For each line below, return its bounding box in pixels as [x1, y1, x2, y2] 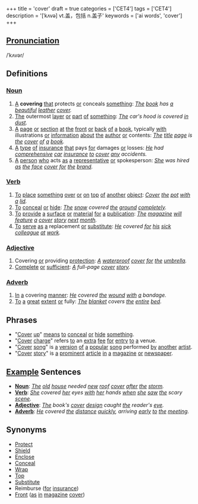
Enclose [14, 453, 34, 460]
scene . [14, 395, 31, 402]
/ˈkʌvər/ [6, 52, 24, 59]
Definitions [6, 69, 48, 79]
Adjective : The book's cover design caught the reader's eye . [14, 402, 164, 409]
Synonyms [6, 425, 47, 435]
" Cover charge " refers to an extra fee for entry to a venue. [14, 337, 157, 344]
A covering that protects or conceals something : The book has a [14, 100, 174, 107]
